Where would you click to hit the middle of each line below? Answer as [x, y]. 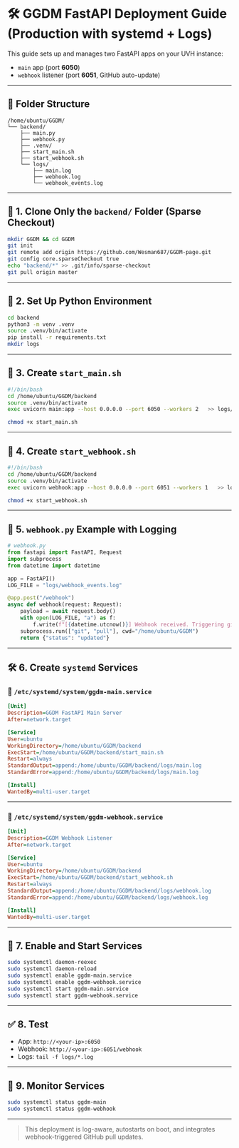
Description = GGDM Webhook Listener [60, 838]
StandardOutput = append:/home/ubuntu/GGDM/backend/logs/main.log [105, 766]
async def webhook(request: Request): [65, 605]
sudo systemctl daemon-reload [52, 969]
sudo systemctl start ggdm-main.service [68, 989]
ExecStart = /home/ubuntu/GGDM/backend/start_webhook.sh [90, 878]
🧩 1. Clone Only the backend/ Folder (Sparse [104, 212]
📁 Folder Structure [49, 104]
